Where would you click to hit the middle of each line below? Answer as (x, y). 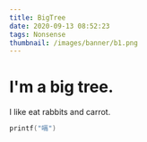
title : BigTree (38, 18)
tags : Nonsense (38, 34)
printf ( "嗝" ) (33, 129)
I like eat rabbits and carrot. (60, 112)
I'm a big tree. (61, 87)
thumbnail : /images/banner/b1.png (74, 43)
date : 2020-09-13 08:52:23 (60, 26)
